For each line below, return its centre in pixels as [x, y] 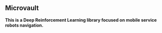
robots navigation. [24, 25]
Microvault [22, 8]
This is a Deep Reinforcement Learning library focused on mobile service [81, 20]
